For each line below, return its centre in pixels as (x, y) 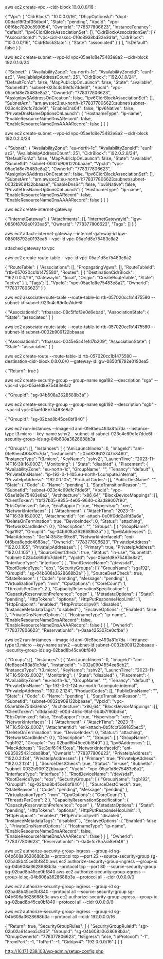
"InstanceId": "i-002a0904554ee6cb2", (90, 665)
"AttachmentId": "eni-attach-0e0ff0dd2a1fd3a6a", (94, 516)
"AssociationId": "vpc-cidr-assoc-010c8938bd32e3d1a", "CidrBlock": (75, 37)
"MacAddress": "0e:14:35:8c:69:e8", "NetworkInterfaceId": (64, 537)
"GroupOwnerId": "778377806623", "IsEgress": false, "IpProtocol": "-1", (77, 937)
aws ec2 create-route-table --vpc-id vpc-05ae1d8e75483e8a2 (68, 258)
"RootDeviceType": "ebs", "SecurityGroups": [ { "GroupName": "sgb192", (78, 779)
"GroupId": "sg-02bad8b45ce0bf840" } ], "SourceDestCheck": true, (73, 784)
